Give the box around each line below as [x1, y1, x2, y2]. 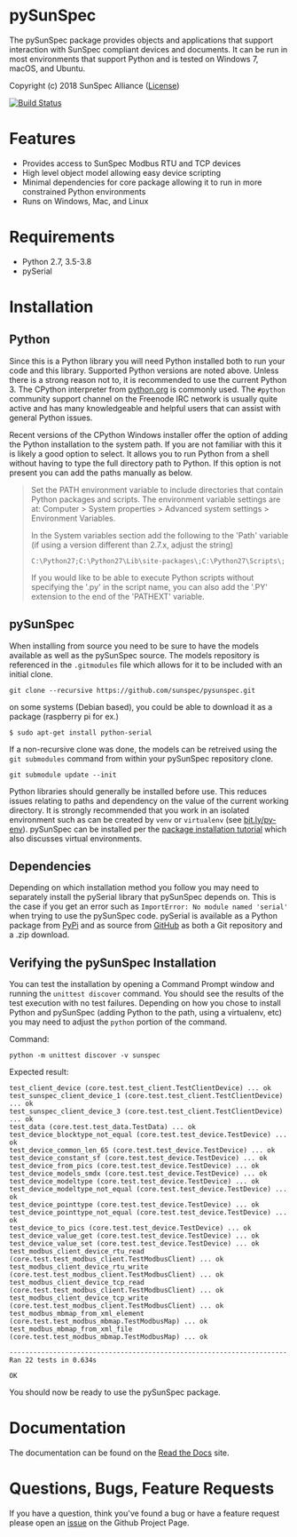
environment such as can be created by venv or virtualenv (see [9, 814, 242, 824]
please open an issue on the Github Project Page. [9, 1517, 190, 1528]
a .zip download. [9, 929, 70, 940]
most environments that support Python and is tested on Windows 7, [9, 53, 259, 64]
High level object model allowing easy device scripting [21, 167, 222, 178]
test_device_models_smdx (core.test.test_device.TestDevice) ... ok [9, 1169, 268, 1178]
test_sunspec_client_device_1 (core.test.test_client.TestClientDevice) [9, 1092, 284, 1101]
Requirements [9, 227, 115, 247]
